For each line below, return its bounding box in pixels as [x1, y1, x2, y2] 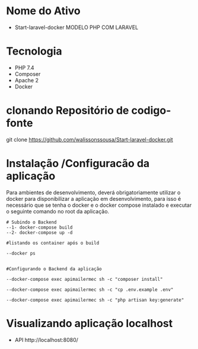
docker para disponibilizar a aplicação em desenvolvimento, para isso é [6, 195, 181, 202]
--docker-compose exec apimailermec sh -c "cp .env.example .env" [6, 286, 174, 293]
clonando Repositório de [6, 104, 129, 117]
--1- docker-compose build [6, 224, 73, 230]
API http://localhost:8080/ [14, 336, 79, 343]
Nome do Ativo [6, 4, 81, 18]
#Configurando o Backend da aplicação [6, 265, 102, 272]
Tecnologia [6, 44, 62, 58]
